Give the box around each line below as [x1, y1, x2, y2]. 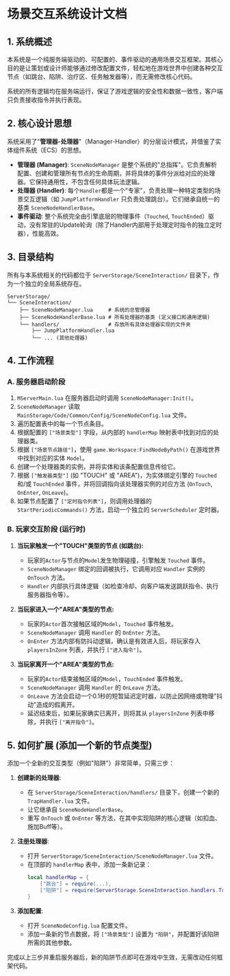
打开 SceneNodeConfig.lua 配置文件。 [27, 921, 131, 929]
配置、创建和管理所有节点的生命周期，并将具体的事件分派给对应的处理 [16, 169, 216, 177]
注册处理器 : [16, 837, 49, 845]
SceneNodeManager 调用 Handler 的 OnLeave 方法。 [27, 683, 164, 691]
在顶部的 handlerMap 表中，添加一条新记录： [27, 861, 152, 869]
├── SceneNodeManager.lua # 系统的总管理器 [19, 307, 151, 313]
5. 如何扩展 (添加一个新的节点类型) [7, 740, 153, 751]
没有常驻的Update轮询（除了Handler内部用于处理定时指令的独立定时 [29, 221, 222, 229]
